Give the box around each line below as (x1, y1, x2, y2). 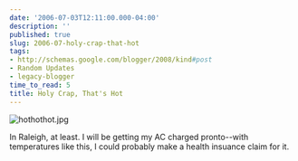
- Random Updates (9, 64, 75, 73)
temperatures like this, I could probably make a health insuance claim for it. (9, 141, 290, 152)
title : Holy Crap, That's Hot (9, 89, 124, 98)
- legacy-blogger (9, 72, 75, 81)
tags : (9, 47, 30, 56)
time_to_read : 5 (9, 80, 71, 90)
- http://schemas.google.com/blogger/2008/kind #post (9, 55, 213, 64)
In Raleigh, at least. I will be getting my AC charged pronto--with (9, 131, 249, 142)
